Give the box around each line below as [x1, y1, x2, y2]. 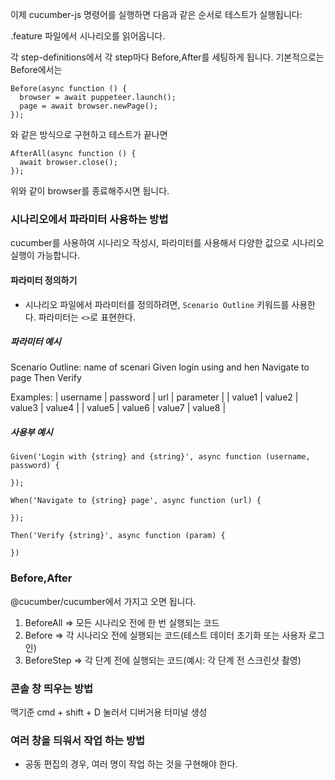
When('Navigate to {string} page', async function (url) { [10, 496, 262, 506]
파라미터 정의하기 [10, 274, 78, 286]
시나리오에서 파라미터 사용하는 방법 [10, 212, 169, 226]
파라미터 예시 [10, 336, 62, 348]
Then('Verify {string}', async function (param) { [10, 531, 226, 541]
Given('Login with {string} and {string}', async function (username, [10, 452, 311, 462]
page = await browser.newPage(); [19, 101, 159, 111]
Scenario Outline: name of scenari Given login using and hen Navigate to [10, 361, 310, 373]
